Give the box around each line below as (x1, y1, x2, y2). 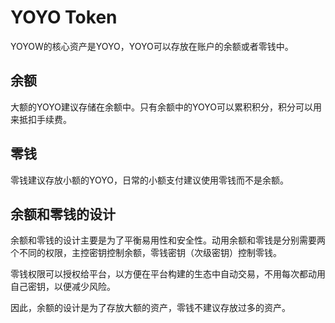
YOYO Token (10, 6, 118, 29)
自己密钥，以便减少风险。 (10, 281, 116, 293)
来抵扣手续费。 (10, 113, 72, 125)
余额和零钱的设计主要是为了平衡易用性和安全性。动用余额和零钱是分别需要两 (10, 234, 326, 246)
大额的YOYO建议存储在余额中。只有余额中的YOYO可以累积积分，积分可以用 (10, 101, 322, 113)
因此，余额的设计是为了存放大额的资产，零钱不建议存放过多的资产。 (10, 302, 291, 314)
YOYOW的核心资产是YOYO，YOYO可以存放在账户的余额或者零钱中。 (10, 40, 294, 52)
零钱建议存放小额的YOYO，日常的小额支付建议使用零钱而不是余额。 (10, 174, 289, 186)
